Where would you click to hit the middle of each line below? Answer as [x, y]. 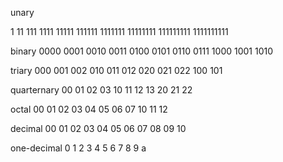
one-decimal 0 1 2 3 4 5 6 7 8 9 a [78, 148]
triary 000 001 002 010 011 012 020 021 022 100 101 [116, 70]
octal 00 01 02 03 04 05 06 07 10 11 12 [89, 109]
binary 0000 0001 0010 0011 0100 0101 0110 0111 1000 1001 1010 [142, 51]
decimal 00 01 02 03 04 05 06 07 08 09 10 [98, 128]
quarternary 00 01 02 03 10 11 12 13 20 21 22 [101, 90]
